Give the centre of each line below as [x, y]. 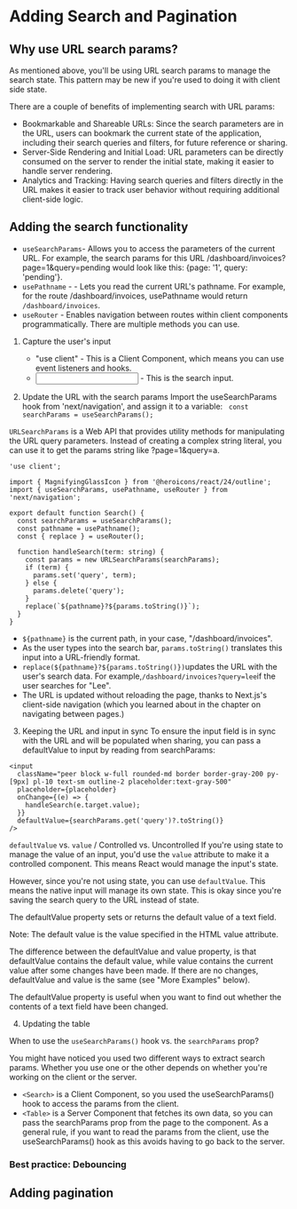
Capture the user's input [66, 341]
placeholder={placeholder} [67, 789]
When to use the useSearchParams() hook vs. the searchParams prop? [134, 1040]
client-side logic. [53, 199]
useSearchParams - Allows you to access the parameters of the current [148, 248]
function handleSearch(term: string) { [91, 552]
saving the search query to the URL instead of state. [104, 900]
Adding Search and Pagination [123, 16]
